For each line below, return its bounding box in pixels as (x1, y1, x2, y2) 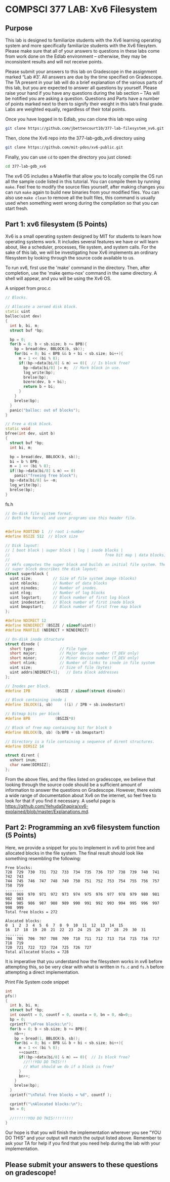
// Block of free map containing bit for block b (5, 725, 112, 730)
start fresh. (5, 205, 28, 211)
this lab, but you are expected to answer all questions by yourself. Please (5, 85, 158, 91)
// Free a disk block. (5, 422, 53, 427)
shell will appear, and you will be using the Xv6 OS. (5, 275, 112, 282)
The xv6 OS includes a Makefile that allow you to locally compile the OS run (5, 173, 163, 179)
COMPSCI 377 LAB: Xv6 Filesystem (5, 4, 158, 15)
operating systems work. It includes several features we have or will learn (5, 239, 158, 245)
